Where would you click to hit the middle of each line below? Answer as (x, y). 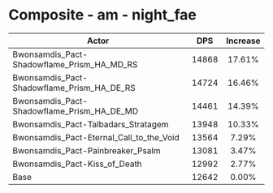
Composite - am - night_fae (102, 15)
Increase (243, 41)
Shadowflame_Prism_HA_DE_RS (74, 88)
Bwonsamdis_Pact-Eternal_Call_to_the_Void (96, 137)
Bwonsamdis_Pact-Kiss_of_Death (77, 164)
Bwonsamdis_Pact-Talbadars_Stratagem (91, 124)
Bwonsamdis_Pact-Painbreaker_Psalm (87, 150)
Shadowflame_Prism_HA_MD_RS (75, 64)
